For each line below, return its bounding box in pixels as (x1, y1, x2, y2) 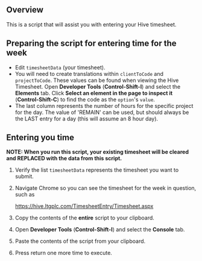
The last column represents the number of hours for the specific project (14, 102, 194, 109)
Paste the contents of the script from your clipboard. (14, 237, 146, 245)
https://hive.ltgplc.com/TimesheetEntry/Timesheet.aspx (14, 203, 154, 210)
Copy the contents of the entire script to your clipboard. (14, 214, 155, 222)
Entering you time (6, 133, 74, 143)
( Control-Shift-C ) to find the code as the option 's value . (14, 96, 156, 103)
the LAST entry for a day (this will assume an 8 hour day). (14, 115, 159, 122)
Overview (6, 5, 44, 15)
